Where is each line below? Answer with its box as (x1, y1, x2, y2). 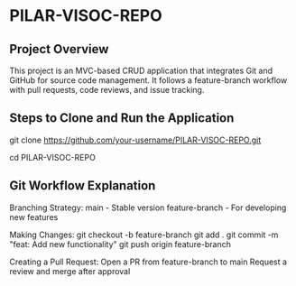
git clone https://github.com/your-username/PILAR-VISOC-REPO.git (9, 134, 262, 145)
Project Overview (9, 42, 109, 57)
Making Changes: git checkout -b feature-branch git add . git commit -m (9, 229, 279, 240)
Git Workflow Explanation (9, 178, 156, 194)
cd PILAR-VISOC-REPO (9, 152, 97, 162)
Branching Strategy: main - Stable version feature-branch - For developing (9, 202, 287, 213)
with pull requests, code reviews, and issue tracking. (9, 85, 205, 95)
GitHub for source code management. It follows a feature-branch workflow (9, 75, 288, 86)
